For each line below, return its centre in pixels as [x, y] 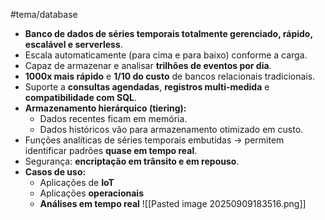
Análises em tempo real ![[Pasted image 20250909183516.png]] [173, 203]
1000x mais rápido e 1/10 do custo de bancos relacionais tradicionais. [170, 76]
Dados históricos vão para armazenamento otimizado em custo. [171, 129]
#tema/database [44, 14]
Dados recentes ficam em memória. [113, 118]
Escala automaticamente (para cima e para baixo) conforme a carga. [166, 55]
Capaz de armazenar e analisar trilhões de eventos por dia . [148, 65]
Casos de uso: [55, 172]
